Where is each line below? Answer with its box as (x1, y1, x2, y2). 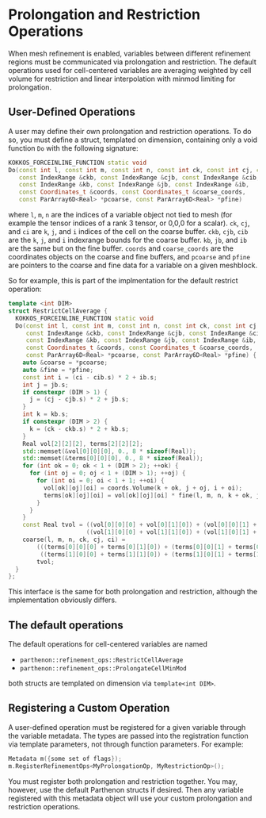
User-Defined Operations (8, 106, 136, 119)
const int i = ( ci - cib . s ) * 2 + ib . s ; (22, 373, 158, 382)
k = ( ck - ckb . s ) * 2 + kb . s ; (28, 424, 129, 433)
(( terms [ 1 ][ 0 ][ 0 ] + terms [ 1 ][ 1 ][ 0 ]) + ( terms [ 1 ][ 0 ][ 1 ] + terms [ (40, 550, 257, 559)
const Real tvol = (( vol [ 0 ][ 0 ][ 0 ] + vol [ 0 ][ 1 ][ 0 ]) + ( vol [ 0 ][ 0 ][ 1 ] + (22, 521, 257, 529)
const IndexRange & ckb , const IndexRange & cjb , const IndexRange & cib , (18, 173, 260, 182)
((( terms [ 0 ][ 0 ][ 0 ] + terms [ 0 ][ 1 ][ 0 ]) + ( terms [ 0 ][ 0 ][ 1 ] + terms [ (36, 543, 257, 551)
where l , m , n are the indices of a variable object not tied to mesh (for (8, 210, 233, 219)
